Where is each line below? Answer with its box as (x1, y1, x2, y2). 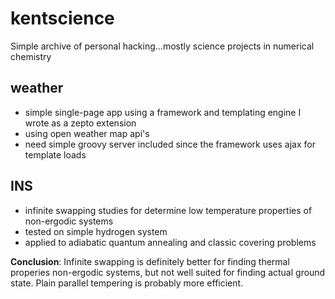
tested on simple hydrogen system (24, 225, 168, 237)
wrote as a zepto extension (24, 117, 137, 129)
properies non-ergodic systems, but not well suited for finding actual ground (10, 266, 326, 278)
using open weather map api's (24, 127, 150, 139)
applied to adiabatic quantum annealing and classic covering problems (24, 236, 317, 248)
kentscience (10, 7, 115, 30)
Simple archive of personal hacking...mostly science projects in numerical (10, 40, 315, 52)
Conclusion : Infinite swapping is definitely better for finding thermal (10, 255, 290, 267)
